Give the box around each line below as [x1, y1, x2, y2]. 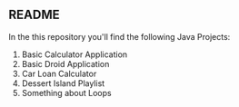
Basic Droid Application [21, 58, 110, 69]
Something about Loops [21, 87, 112, 98]
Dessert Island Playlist [21, 77, 105, 89]
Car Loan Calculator [21, 68, 97, 79]
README [8, 7, 60, 23]
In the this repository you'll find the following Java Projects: [8, 31, 231, 42]
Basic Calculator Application [21, 49, 128, 60]
